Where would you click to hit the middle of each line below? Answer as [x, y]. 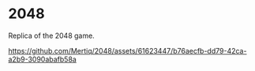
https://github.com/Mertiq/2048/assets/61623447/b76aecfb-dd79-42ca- [127, 50]
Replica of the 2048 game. [51, 35]
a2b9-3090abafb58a [42, 59]
